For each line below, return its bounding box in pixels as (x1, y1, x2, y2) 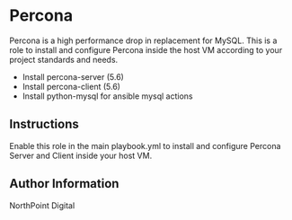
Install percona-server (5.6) (22, 71, 124, 82)
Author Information (9, 176, 119, 191)
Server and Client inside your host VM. (9, 150, 153, 161)
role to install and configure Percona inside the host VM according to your (9, 44, 283, 55)
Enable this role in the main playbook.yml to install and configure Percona (9, 140, 281, 151)
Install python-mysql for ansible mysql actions (22, 91, 193, 101)
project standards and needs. (9, 54, 119, 65)
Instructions (9, 117, 79, 132)
